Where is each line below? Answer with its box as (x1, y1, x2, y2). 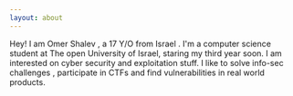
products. (9, 76, 46, 87)
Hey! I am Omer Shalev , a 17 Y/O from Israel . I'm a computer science (9, 38, 272, 49)
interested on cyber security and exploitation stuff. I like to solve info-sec (9, 57, 285, 68)
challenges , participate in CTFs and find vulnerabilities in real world (9, 67, 265, 78)
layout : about (9, 13, 64, 23)
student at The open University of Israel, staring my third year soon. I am (9, 47, 283, 59)
